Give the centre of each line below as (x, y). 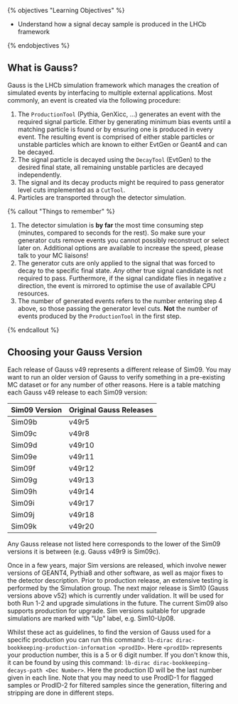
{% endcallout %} (33, 330)
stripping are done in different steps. (61, 693)
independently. (39, 175)
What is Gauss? (43, 68)
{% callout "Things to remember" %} (61, 211)
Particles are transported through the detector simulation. (102, 197)
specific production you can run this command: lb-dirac (90, 639)
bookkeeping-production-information (61, 648)
